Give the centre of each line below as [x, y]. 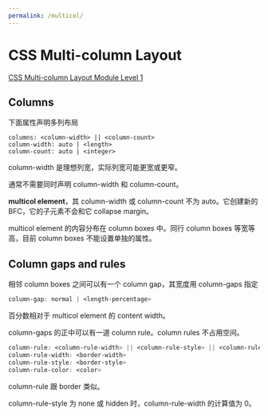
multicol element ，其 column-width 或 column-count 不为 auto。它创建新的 [133, 201]
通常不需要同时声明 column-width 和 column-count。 [96, 184]
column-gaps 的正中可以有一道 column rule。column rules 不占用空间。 [126, 333]
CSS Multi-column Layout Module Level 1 [76, 77]
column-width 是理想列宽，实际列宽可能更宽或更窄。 [95, 168]
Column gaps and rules [67, 264]
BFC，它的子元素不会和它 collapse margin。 [81, 212]
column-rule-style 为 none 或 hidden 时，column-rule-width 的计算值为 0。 [132, 403]
